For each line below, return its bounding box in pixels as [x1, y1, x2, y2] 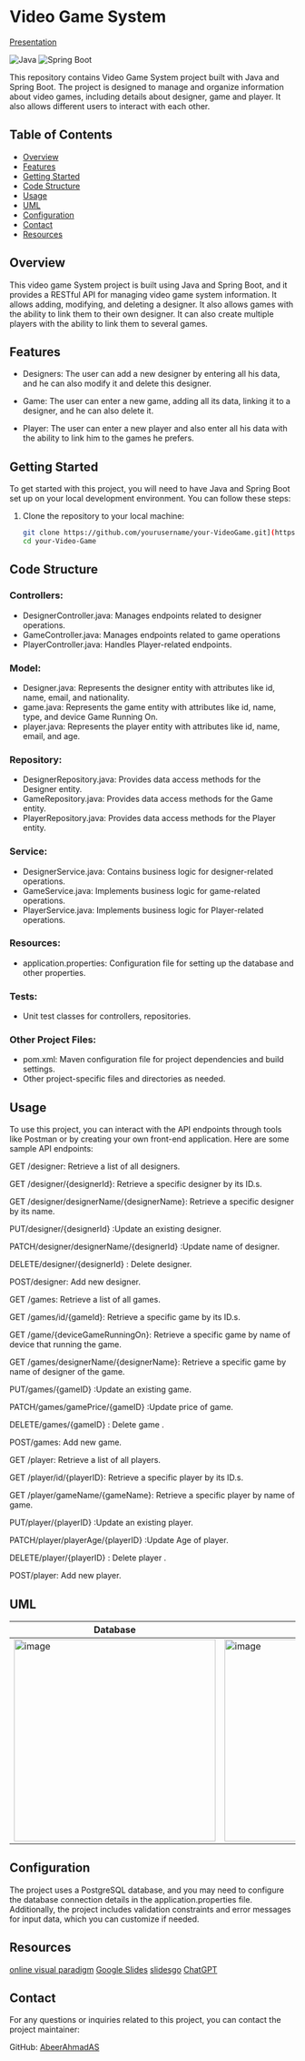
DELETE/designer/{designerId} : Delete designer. [9, 1259, 192, 1270]
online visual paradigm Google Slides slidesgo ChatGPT [9, 1964, 218, 1975]
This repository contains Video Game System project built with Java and [9, 71, 280, 83]
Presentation [9, 36, 57, 47]
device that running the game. [9, 1339, 123, 1350]
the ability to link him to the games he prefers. [22, 432, 195, 443]
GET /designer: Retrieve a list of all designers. [9, 1161, 181, 1172]
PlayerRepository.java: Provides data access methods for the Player [22, 813, 277, 824]
